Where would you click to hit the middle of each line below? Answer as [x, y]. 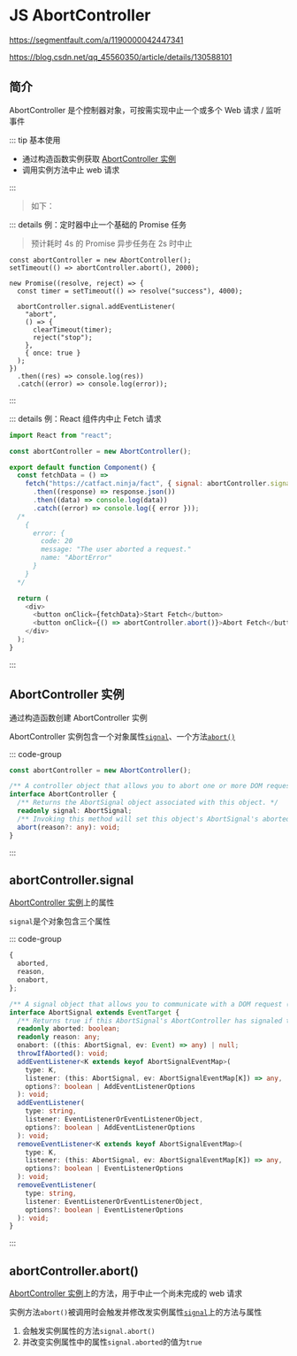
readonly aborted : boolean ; [69, 1029]
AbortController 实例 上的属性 [62, 902]
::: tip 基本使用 [35, 140]
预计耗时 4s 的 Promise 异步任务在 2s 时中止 [111, 243]
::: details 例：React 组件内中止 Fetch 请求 [85, 418]
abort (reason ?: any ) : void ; [69, 827]
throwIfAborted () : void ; [63, 1053]
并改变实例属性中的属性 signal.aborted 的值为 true [112, 1342]
